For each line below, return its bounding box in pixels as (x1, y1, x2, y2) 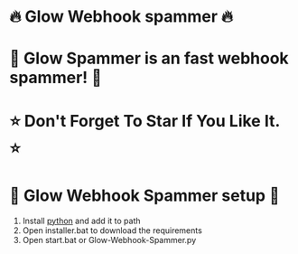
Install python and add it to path (22, 215, 141, 226)
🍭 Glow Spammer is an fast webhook (9, 48, 289, 69)
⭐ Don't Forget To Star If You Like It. (9, 110, 280, 131)
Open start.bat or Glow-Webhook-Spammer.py (22, 234, 197, 245)
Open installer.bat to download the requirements (22, 224, 203, 236)
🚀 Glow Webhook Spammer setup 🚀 (9, 185, 280, 205)
